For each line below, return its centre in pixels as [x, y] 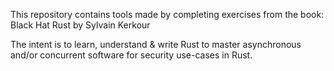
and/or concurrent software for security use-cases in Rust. [131, 55]
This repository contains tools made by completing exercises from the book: [167, 14]
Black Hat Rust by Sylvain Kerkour [80, 25]
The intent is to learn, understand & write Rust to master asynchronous [156, 44]
